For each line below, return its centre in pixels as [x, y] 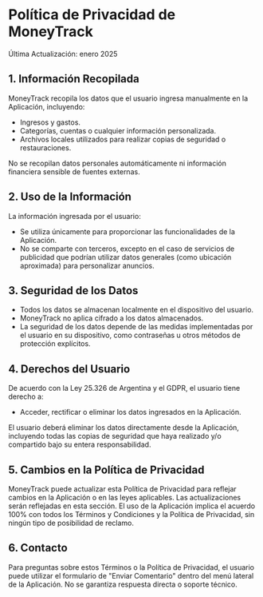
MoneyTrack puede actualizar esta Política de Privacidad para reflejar [122, 489]
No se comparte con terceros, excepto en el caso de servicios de [127, 249]
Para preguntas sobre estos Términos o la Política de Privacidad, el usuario [131, 567]
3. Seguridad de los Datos [73, 291]
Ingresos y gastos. [50, 122]
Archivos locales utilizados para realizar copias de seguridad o [123, 139]
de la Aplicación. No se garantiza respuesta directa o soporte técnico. [123, 584]
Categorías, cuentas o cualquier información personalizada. [118, 130]
